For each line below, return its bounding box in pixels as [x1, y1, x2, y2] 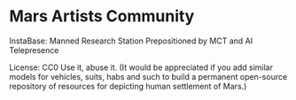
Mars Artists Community [9, 6, 195, 27]
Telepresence [9, 44, 59, 55]
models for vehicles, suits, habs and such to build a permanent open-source [9, 71, 288, 81]
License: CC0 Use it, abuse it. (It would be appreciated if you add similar [9, 62, 273, 73]
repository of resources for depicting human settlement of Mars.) [9, 81, 247, 91]
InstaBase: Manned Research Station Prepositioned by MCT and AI [9, 35, 253, 46]
